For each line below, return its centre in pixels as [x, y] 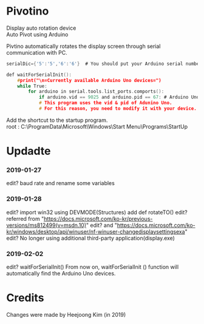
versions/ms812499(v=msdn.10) [46, 225]
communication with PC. [37, 52]
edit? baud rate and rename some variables [61, 183]
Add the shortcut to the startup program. [57, 120]
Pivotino [28, 11]
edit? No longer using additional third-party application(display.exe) [90, 238]
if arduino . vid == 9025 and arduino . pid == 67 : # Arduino [114, 97]
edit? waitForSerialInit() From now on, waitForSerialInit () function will [93, 267]
